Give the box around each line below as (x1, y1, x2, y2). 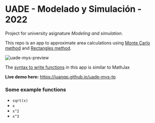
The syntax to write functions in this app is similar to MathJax (5, 64, 130, 70)
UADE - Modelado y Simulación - (5, 3, 142, 15)
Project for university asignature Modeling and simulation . (5, 30, 123, 36)
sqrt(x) (12, 98, 28, 103)
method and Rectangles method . (5, 45, 72, 51)
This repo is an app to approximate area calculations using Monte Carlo (5, 40, 151, 45)
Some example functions (5, 86, 67, 93)
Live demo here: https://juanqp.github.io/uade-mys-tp (5, 74, 116, 80)
